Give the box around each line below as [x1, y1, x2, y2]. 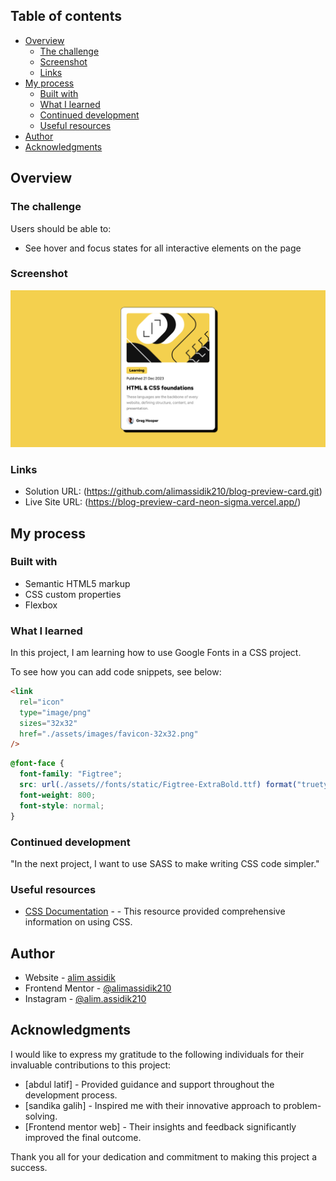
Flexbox [24, 599, 58, 611]
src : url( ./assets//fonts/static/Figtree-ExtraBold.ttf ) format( [19, 780, 298, 790]
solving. [24, 1110, 58, 1122]
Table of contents [10, 8, 122, 25]
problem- [283, 1099, 322, 1111]
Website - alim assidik [24, 972, 116, 983]
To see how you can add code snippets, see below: [10, 666, 222, 678]
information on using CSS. [24, 916, 133, 928]
